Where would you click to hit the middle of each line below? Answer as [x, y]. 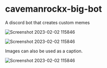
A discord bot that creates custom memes [47, 23]
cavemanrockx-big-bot [53, 9]
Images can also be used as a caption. [44, 51]
